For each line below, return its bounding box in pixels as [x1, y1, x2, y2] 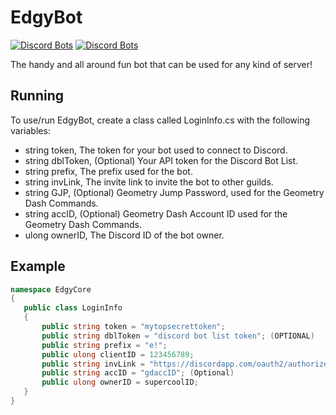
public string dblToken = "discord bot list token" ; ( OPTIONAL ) [41, 331, 315, 341]
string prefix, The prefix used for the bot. [24, 165, 193, 177]
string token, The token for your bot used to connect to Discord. [24, 144, 288, 156]
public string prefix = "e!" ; [41, 340, 168, 350]
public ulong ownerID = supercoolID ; [41, 377, 199, 388]
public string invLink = [41, 359, 145, 369]
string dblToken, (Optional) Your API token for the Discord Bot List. [24, 154, 299, 166]
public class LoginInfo [23, 303, 123, 313]
